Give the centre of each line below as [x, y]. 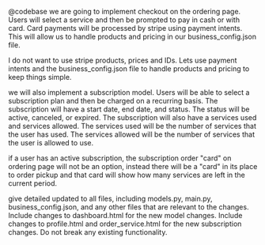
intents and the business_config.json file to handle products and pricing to [129, 69]
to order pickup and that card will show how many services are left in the [127, 175]
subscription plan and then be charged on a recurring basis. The [113, 101]
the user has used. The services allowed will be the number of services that [132, 134]
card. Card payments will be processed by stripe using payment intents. [125, 28]
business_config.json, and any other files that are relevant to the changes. [129, 207]
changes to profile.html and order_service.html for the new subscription [125, 224]
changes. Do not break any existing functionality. [88, 232]
